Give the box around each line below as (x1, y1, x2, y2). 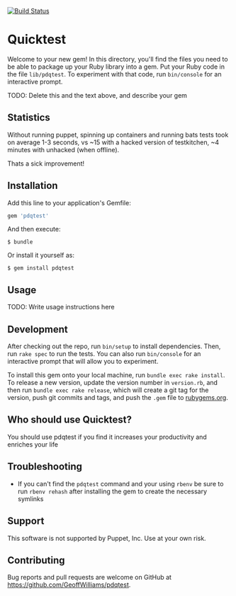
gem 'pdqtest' (7, 212, 50, 219)
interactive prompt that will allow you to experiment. (7, 357, 159, 366)
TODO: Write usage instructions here (7, 303, 115, 311)
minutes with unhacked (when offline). (7, 145, 120, 154)
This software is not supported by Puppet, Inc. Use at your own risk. (7, 534, 207, 542)
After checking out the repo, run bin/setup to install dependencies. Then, (7, 342, 221, 350)
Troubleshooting (7, 461, 83, 473)
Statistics (7, 112, 51, 124)
